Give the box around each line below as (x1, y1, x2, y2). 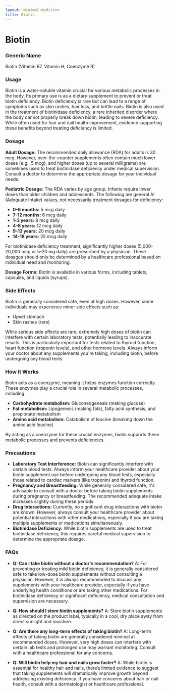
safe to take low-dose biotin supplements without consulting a (12, 571, 142, 577)
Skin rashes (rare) (12, 319, 50, 325)
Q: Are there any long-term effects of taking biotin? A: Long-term (12, 628, 151, 634)
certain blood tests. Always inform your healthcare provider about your (12, 466, 160, 473)
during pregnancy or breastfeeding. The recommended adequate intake (12, 493, 162, 499)
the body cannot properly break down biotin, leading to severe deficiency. (5, 114, 159, 120)
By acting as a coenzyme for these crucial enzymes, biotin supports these (5, 432, 159, 438)
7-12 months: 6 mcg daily (12, 212, 67, 218)
